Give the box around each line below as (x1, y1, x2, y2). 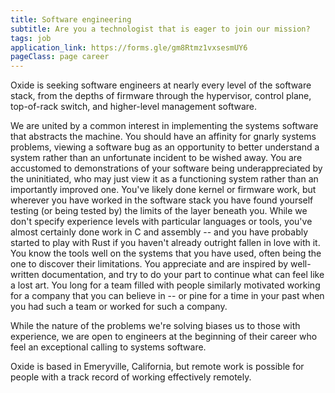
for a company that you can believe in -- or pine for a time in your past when (10, 290, 325, 302)
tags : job (10, 33, 52, 43)
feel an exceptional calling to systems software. (10, 341, 207, 353)
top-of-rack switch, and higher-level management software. (10, 101, 258, 113)
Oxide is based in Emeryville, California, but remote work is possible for (10, 361, 305, 373)
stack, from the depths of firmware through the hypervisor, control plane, (10, 90, 312, 102)
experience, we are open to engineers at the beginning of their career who (10, 331, 318, 343)
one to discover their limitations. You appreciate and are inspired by (10, 258, 289, 270)
